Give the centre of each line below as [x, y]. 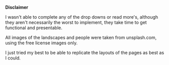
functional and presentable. [34, 28]
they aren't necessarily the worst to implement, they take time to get [76, 22]
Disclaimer [17, 7]
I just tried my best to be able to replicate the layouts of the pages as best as [85, 53]
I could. [13, 58]
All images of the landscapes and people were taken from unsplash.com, [81, 38]
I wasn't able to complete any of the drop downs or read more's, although [82, 17]
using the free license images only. [41, 43]
